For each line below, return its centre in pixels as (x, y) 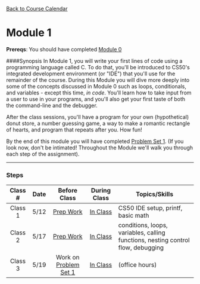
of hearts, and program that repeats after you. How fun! (74, 129)
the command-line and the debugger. (52, 105)
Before (68, 191)
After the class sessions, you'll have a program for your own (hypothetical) (98, 117)
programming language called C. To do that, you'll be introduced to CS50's (98, 67)
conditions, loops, (143, 225)
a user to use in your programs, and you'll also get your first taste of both (96, 99)
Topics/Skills (155, 194)
